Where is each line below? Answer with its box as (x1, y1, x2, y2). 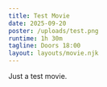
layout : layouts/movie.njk (8, 49, 99, 57)
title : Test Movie (8, 11, 70, 20)
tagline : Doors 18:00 (8, 42, 81, 50)
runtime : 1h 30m (8, 34, 63, 43)
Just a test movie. (8, 72, 68, 81)
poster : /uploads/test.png (8, 27, 99, 35)
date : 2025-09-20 (8, 19, 67, 27)
